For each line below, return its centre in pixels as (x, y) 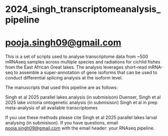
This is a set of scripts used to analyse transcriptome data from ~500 (77, 56)
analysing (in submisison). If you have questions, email (62, 123)
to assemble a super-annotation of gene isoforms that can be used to (86, 72)
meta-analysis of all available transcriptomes (51, 108)
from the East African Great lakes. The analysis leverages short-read (76, 67)
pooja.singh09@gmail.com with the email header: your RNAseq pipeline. (80, 128)
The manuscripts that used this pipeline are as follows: (61, 87)
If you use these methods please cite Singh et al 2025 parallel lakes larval (81, 117)
